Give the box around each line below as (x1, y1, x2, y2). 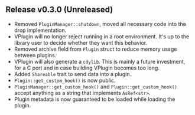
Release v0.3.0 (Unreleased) (5, 5, 113, 15)
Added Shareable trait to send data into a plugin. (14, 70, 132, 77)
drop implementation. (14, 27, 66, 34)
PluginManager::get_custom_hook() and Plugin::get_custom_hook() (14, 83, 178, 90)
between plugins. (14, 51, 57, 58)
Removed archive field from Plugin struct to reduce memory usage (14, 45, 177, 52)
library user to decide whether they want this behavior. (14, 39, 148, 46)
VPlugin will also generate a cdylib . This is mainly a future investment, (14, 58, 186, 65)
